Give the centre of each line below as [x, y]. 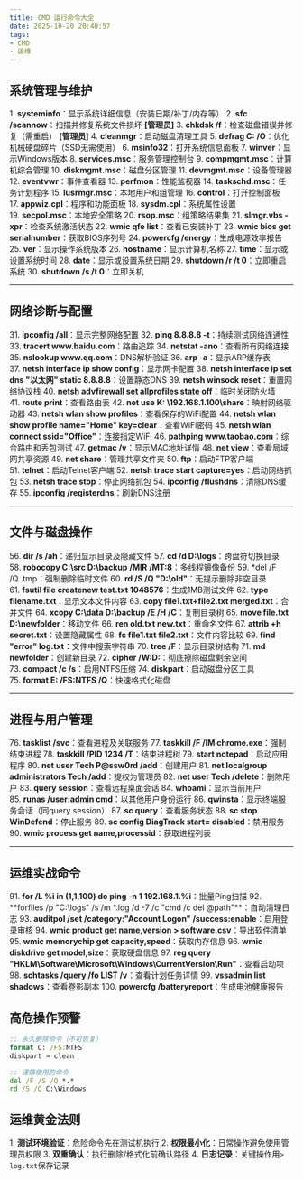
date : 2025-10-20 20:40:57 [60, 26]
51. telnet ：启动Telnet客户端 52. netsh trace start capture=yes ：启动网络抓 [151, 469]
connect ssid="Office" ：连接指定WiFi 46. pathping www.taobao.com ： [145, 436]
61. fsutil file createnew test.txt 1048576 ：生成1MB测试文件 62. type [139, 590]
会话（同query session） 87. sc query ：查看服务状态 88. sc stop [137, 811]
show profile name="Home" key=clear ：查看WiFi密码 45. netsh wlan [140, 424]
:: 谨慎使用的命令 [39, 1072]
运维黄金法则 [45, 1119]
